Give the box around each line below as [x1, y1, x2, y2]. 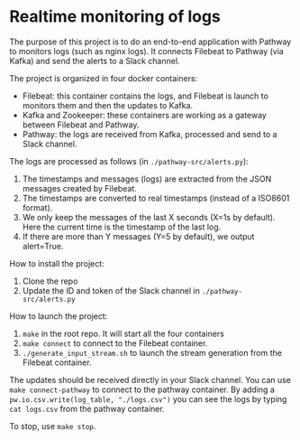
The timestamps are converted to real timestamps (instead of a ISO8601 [22, 192, 290, 203]
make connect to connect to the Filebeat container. [22, 337, 208, 349]
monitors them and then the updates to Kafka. [22, 99, 194, 110]
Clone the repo [22, 276, 78, 286]
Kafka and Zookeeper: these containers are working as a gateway [22, 109, 268, 120]
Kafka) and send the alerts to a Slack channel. [9, 55, 180, 66]
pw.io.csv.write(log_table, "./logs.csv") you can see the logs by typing [9, 393, 287, 404]
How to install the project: [9, 257, 105, 268]
